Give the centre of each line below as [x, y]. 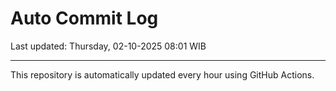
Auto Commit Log [84, 18]
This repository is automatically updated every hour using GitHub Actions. [162, 74]
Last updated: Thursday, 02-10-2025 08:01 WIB [108, 46]
